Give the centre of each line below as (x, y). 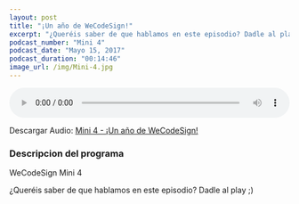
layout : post (33, 17)
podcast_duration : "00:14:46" (65, 59)
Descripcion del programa (67, 153)
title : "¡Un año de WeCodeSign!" (71, 26)
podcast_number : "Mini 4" (57, 42)
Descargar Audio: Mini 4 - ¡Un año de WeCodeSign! (104, 130)
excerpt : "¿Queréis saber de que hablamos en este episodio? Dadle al (143, 34)
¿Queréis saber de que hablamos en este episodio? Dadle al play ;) (131, 190)
